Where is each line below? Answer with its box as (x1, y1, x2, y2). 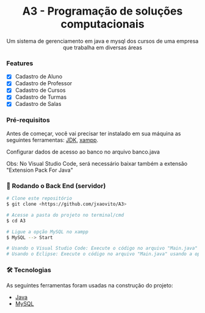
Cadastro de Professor (15, 80, 73, 87)
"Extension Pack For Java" (6, 166, 73, 174)
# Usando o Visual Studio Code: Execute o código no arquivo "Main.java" (6, 245, 198, 251)
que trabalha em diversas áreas (63, 44, 142, 51)
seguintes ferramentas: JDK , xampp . (6, 136, 99, 144)
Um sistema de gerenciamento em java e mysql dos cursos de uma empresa (6, 37, 199, 44)
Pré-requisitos (6, 116, 50, 124)
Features (6, 59, 34, 68)
